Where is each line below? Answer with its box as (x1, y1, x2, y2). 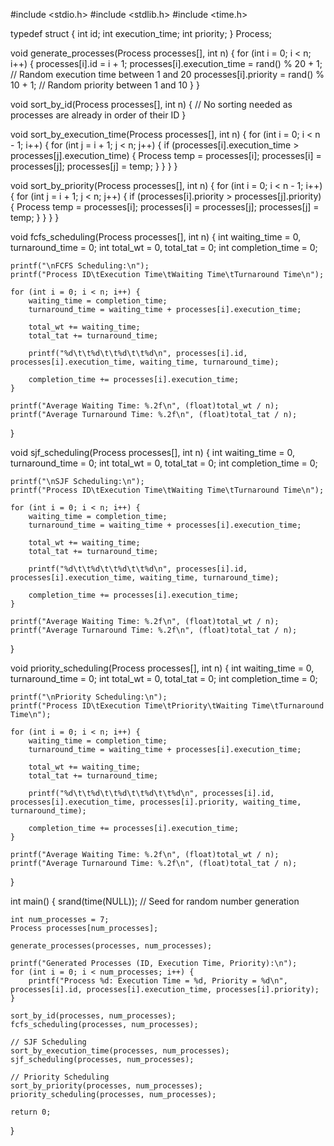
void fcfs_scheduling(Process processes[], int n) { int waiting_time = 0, (10, 231, 302, 243)
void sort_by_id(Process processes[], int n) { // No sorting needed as (10, 99, 293, 110)
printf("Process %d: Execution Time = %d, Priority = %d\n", (28, 976, 288, 986)
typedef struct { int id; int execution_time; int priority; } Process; (10, 28, 272, 39)
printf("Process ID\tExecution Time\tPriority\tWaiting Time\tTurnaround (10, 701, 325, 711)
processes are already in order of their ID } (10, 109, 187, 121)
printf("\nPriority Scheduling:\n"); (10, 692, 168, 702)
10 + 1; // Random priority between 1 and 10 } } (10, 79, 200, 91)
